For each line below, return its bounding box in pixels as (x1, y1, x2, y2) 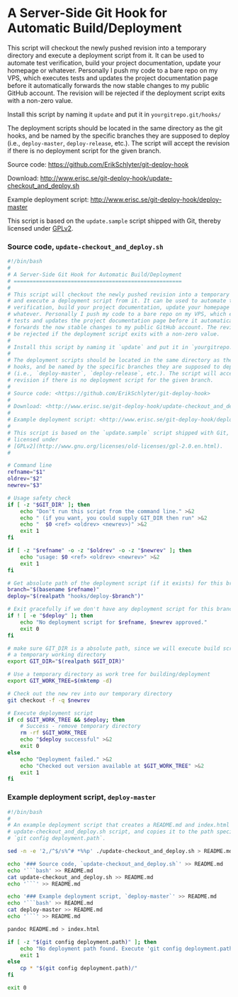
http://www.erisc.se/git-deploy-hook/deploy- (90, 195, 222, 204)
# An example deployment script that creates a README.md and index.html (7, 822, 230, 829)
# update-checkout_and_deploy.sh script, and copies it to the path (7, 828, 214, 835)
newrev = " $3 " (7, 482, 42, 489)
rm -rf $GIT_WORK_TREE (20, 729, 87, 737)
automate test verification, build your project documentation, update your (7, 58, 222, 67)
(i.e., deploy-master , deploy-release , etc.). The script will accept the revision (7, 138, 230, 147)
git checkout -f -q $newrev (7, 697, 91, 704)
